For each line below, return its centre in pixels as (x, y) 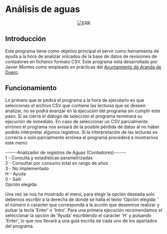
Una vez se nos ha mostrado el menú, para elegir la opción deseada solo (80, 194)
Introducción (26, 39)
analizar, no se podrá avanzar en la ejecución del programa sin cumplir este (83, 111)
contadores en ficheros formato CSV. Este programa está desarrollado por (82, 62)
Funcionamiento (31, 88)
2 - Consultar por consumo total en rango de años (57, 163)
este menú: (17, 143)
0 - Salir (13, 179)
